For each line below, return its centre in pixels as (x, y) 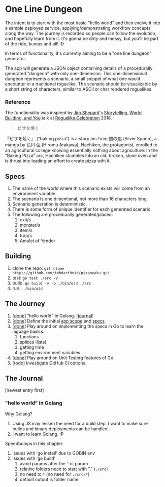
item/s (26, 230)
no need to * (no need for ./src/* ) (54, 474)
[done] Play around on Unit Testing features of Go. (63, 358)
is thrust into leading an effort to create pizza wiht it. (58, 161)
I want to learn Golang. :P (38, 434)
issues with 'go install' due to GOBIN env (53, 453)
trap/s (26, 236)
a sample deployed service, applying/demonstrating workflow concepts (78, 28)
